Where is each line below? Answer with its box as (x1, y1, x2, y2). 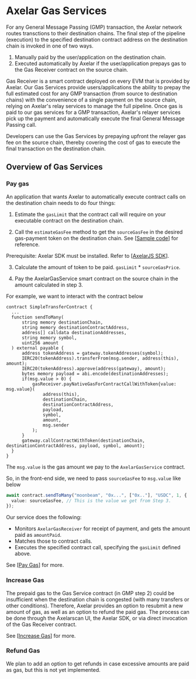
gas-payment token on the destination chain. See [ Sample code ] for (14, 234, 178, 241)
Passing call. (6, 121, 37, 128)
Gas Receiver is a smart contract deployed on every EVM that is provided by (6, 78, 190, 85)
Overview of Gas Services (6, 162, 104, 172)
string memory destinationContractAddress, (21, 324, 130, 330)
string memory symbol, (21, 335, 77, 341)
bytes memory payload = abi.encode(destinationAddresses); (21, 371, 169, 377)
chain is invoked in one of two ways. (6, 42, 94, 49)
